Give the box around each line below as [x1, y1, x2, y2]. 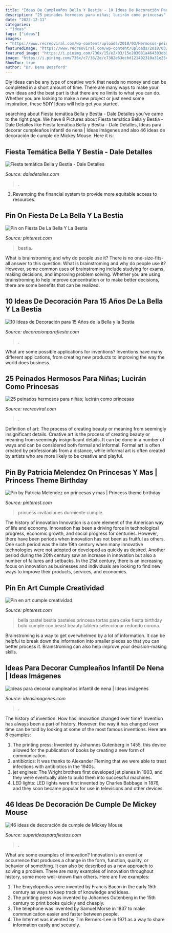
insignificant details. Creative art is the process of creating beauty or [5, 431, 150, 437]
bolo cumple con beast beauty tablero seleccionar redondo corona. [17, 623, 160, 628]
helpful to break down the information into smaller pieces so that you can [5, 638, 160, 644]
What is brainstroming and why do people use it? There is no [5, 255, 134, 261]
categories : [5, 22, 31, 27]
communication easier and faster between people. [12, 910, 119, 917]
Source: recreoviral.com [5, 406, 56, 412]
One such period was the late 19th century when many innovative [5, 542, 143, 548]
